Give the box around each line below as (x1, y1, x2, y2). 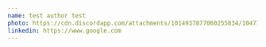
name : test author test (7, 11, 87, 20)
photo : (7, 19, 29, 27)
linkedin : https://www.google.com (7, 26, 122, 34)
